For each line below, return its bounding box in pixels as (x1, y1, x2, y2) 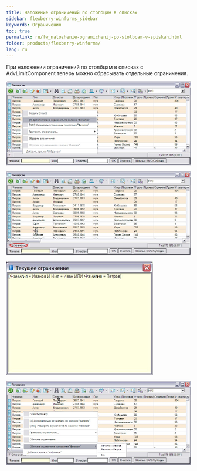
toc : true (6, 28, 30, 34)
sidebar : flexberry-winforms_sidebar (6, 15, 98, 22)
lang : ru (6, 47, 28, 53)
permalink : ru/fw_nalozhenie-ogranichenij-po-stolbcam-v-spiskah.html (6, 34, 182, 41)
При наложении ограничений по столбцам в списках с (6, 63, 144, 70)
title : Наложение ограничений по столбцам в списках (6, 9, 138, 15)
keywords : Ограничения (6, 22, 62, 28)
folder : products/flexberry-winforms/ (6, 41, 101, 46)
